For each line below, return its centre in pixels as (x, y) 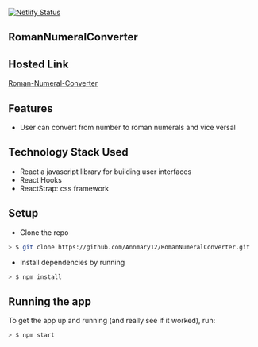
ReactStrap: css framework (64, 188)
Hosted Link (39, 64)
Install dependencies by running (72, 262)
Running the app (50, 301)
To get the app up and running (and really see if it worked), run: (112, 321)
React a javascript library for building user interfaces (106, 172)
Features (31, 108)
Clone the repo (44, 232)
